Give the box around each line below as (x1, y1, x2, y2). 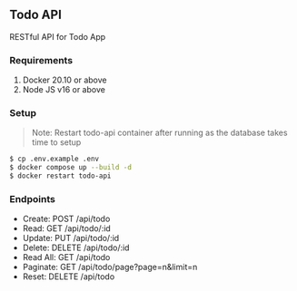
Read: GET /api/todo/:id (22, 223, 111, 234)
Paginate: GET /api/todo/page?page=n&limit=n (22, 262, 198, 273)
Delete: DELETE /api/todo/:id (22, 242, 130, 253)
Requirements (9, 53, 74, 66)
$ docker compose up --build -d (9, 163, 132, 172)
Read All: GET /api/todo (22, 252, 111, 263)
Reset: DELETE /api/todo (22, 271, 115, 282)
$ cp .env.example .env (9, 154, 100, 164)
